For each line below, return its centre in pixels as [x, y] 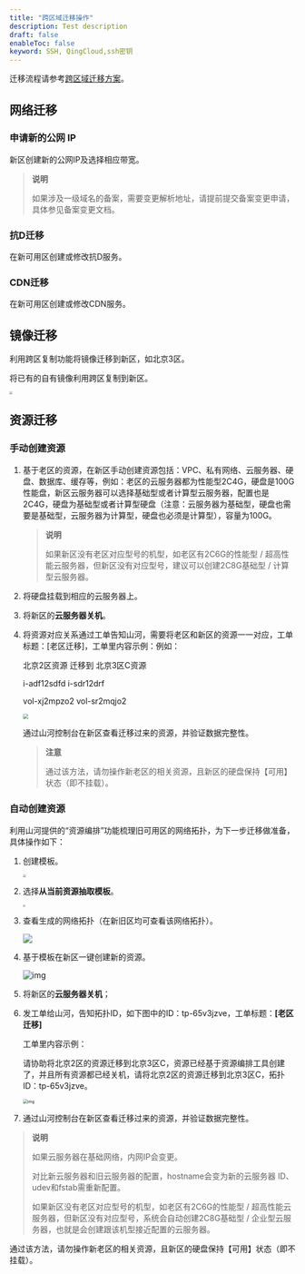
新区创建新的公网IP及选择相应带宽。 [77, 159]
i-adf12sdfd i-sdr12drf [64, 683]
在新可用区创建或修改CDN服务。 [70, 304]
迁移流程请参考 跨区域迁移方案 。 [69, 79]
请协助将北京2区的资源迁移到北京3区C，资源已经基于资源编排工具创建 [154, 1063]
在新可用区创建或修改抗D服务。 [68, 257]
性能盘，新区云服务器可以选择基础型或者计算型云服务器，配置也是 [146, 492]
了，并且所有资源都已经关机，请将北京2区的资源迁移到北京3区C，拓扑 [154, 1075]
